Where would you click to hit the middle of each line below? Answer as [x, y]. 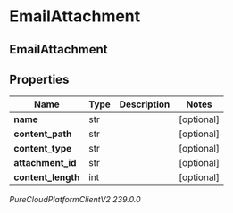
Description [145, 104]
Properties [39, 79]
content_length [47, 177]
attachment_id [45, 163]
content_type [43, 149]
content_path [43, 134]
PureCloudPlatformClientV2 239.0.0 [75, 200]
